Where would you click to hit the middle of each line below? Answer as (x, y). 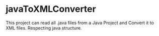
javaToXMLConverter (51, 9)
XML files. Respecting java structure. (44, 28)
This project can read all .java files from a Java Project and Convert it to (80, 23)
